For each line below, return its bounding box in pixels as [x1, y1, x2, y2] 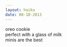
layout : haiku [5, 7, 36, 13]
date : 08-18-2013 [5, 12, 42, 17]
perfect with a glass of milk [5, 31, 62, 37]
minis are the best [5, 36, 43, 43]
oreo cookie [5, 26, 30, 32]
